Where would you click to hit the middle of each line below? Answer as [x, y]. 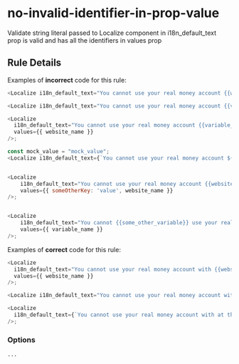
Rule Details [34, 63]
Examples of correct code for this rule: [64, 249]
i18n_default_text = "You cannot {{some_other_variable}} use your [119, 223]
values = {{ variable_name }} [62, 229]
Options [21, 340]
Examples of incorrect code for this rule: [67, 80]
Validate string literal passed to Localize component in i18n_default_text [112, 33]
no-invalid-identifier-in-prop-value [113, 13]
